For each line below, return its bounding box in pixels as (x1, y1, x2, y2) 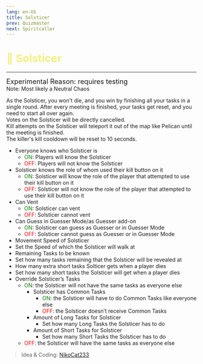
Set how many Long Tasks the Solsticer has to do (42, 321, 165, 328)
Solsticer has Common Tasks (33, 288, 106, 296)
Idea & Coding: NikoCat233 (21, 351, 89, 359)
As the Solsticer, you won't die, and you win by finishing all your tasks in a (6, 97, 190, 104)
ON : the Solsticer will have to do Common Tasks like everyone (42, 295, 197, 302)
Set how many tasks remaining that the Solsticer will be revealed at (14, 256, 182, 263)
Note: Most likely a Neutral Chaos (6, 85, 90, 92)
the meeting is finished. (6, 129, 65, 136)
